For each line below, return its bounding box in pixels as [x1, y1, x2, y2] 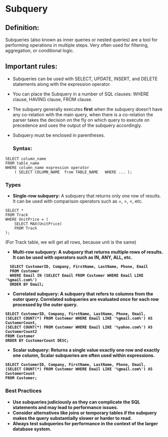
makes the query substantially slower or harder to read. [12, 415, 133, 421]
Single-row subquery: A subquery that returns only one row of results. [12, 193, 161, 199]
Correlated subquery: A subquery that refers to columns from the [12, 291, 153, 297]
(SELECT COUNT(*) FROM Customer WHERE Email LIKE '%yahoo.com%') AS [5, 325, 153, 330]
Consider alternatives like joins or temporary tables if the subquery [12, 410, 157, 416]
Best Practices [5, 387, 42, 394]
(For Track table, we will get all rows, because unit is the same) [5, 239, 137, 245]
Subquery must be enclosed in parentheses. [12, 132, 105, 138]
